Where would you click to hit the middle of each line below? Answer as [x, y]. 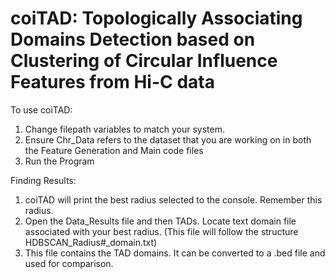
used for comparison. [69, 263]
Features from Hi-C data [112, 82]
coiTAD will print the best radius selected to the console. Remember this [173, 199]
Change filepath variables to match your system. [124, 129]
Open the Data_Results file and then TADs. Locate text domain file [160, 221]
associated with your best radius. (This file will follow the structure [161, 231]
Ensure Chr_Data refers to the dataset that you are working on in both [168, 139]
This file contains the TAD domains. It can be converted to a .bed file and [175, 253]
